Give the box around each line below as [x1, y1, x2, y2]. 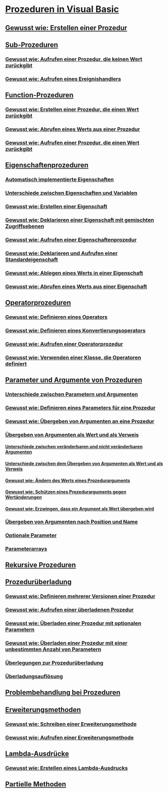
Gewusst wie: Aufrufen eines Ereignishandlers [5, 75, 121, 82]
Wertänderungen [5, 494, 42, 501]
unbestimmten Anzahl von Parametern [5, 646, 101, 653]
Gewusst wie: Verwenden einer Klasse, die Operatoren [5, 354, 141, 361]
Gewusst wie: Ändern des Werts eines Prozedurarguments [5, 477, 130, 483]
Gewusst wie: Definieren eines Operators [5, 314, 108, 321]
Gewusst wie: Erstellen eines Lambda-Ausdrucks [5, 764, 128, 771]
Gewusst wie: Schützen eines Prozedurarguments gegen [5, 489, 126, 495]
